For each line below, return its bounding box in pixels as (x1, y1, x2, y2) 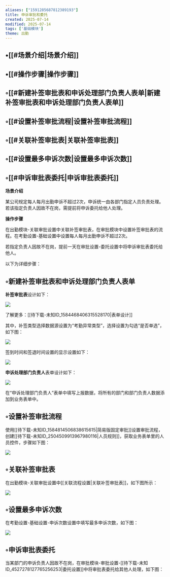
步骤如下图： (22, 439, 50, 445)
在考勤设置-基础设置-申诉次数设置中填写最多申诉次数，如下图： (5, 520, 139, 526)
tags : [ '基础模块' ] (5, 26, 44, 31)
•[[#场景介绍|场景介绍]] (5, 51, 79, 60)
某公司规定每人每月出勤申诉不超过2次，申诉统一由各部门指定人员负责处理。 (5, 199, 164, 205)
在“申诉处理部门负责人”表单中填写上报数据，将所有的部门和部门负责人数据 (5, 389, 161, 395)
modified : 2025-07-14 (5, 21, 51, 27)
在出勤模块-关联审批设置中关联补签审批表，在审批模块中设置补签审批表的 (5, 227, 159, 233)
